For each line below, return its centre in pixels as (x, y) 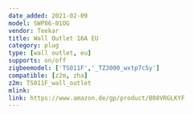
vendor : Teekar (34, 31)
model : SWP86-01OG (39, 23)
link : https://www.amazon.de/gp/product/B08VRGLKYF (96, 98)
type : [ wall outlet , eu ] (50, 53)
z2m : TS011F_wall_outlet (50, 83)
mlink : (19, 90)
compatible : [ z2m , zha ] (48, 75)
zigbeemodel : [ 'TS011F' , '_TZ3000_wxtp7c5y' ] (84, 68)
